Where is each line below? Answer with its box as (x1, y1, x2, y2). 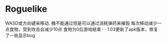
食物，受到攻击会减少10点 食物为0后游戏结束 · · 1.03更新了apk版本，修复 (9, 26, 159, 32)
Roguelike (5, 3, 47, 15)
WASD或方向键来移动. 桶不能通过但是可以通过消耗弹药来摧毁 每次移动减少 (5, 20, 158, 26)
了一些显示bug (5, 32, 35, 38)
